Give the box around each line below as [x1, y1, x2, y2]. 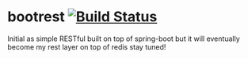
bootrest [7, 8, 65, 26]
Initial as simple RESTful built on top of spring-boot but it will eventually [7, 34, 240, 43]
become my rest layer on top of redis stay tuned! [7, 42, 166, 51]
